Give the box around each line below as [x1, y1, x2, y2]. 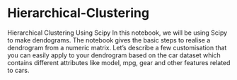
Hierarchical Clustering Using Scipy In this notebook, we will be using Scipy [7, 28, 228, 37]
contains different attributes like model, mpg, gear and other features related [7, 58, 231, 67]
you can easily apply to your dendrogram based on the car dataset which [7, 51, 221, 59]
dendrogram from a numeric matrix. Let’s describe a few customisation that [7, 43, 227, 52]
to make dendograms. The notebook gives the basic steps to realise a [7, 35, 211, 44]
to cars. [7, 66, 30, 74]
